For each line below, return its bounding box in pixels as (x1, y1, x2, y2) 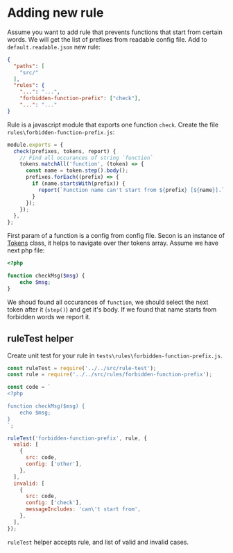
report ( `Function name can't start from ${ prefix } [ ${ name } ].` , (37, 186, 228, 193)
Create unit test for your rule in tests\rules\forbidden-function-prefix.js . (7, 351, 223, 360)
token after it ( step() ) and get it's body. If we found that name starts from (7, 305, 217, 314)
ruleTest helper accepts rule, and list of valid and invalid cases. (7, 538, 189, 546)
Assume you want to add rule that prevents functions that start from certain (7, 28, 223, 36)
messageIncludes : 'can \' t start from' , (25, 506, 141, 513)
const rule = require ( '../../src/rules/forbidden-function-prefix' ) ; (7, 371, 213, 378)
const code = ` (7, 384, 51, 391)
